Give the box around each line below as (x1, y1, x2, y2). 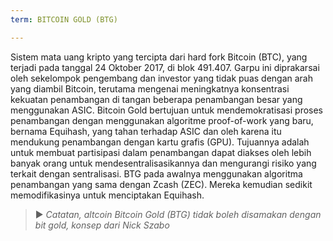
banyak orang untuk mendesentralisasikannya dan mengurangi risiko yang (10, 157, 317, 169)
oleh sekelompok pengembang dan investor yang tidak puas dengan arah (10, 72, 314, 84)
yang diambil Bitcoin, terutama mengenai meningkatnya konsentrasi (10, 82, 290, 95)
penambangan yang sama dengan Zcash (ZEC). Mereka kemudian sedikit (10, 178, 313, 190)
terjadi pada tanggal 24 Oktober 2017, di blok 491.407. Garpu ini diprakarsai (10, 61, 320, 73)
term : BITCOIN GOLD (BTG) (10, 14, 118, 25)
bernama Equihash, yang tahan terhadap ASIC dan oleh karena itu (10, 125, 282, 137)
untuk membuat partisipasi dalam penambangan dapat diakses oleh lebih (10, 146, 312, 158)
